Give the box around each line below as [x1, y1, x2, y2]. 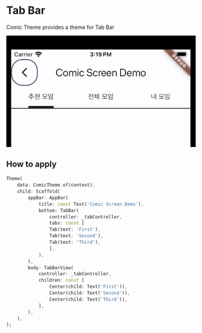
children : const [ [38, 278, 85, 284]
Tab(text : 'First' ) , [49, 226, 101, 232]
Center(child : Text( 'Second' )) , [49, 290, 130, 296]
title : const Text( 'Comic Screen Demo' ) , [38, 201, 144, 207]
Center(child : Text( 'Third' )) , [49, 296, 128, 302]
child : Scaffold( [17, 188, 61, 195]
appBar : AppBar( [28, 195, 69, 201]
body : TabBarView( [28, 264, 74, 271]
